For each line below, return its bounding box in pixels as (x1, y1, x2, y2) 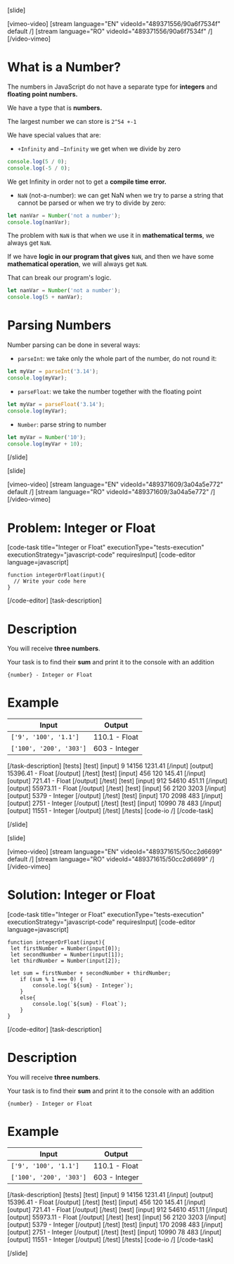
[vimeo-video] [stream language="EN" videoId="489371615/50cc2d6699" (7, 847, 223, 856)
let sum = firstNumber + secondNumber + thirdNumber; (10, 970, 171, 977)
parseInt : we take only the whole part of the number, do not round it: (17, 355, 217, 363)
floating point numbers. (7, 89, 78, 98)
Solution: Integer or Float (7, 887, 156, 903)
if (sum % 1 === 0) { (20, 976, 83, 983)
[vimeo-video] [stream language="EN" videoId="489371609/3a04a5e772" (7, 480, 223, 488)
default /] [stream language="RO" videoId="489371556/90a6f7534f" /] (7, 27, 213, 35)
